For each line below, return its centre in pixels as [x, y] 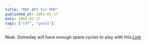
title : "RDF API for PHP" [31, 10]
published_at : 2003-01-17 [31, 14]
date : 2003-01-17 [23, 19]
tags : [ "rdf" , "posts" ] [29, 23]
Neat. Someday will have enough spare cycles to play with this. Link [73, 37]
